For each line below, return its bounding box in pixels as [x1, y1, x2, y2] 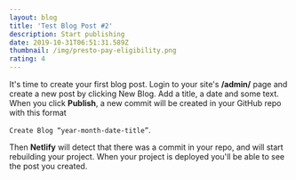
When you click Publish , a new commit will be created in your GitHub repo [9, 98, 282, 108]
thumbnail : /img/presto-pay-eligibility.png [9, 46, 177, 55]
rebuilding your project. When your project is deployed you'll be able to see [9, 151, 285, 161]
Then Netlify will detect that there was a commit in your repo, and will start [9, 142, 284, 152]
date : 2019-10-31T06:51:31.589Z [9, 37, 129, 47]
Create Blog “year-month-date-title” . [9, 125, 151, 135]
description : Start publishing [9, 29, 125, 38]
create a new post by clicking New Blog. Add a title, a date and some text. [9, 88, 280, 99]
